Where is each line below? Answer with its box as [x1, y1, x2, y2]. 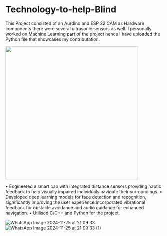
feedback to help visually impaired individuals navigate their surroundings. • [5, 188, 163, 194]
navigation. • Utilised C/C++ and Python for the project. [5, 210, 120, 216]
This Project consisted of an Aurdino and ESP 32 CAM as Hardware [5, 20, 144, 26]
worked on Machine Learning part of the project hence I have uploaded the [5, 31, 160, 37]
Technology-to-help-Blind [5, 4, 117, 15]
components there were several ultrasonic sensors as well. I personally [5, 25, 152, 31]
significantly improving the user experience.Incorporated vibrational [5, 199, 145, 205]
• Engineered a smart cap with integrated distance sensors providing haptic [5, 183, 162, 189]
